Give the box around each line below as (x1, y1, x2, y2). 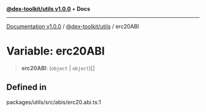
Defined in (6, 82, 47, 92)
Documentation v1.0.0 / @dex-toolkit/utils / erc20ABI (6, 23, 139, 30)
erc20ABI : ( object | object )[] (21, 64, 95, 72)
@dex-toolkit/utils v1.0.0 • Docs (6, 6, 91, 12)
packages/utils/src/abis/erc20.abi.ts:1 (6, 98, 101, 106)
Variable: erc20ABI (6, 44, 105, 58)
